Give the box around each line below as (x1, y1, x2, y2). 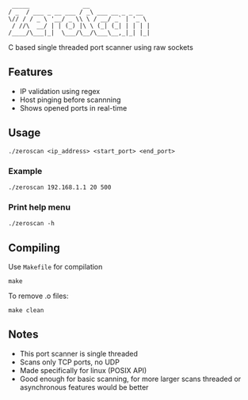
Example (8, 165, 43, 176)
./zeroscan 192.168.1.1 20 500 (8, 183, 112, 191)
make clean (8, 307, 44, 315)
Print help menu (8, 202, 71, 213)
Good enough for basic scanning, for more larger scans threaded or (19, 374, 242, 383)
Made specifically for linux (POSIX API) (19, 365, 147, 375)
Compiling (8, 241, 61, 255)
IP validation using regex (19, 86, 101, 96)
